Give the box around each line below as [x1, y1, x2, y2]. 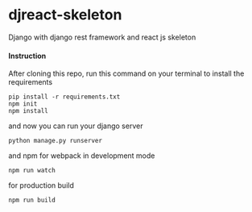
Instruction [8, 51, 47, 60]
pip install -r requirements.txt [8, 93, 121, 102]
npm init [8, 100, 38, 108]
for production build [8, 181, 75, 190]
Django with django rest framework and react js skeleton [8, 32, 196, 42]
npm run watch [8, 167, 56, 175]
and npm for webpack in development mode [8, 151, 155, 160]
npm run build [8, 196, 56, 205]
